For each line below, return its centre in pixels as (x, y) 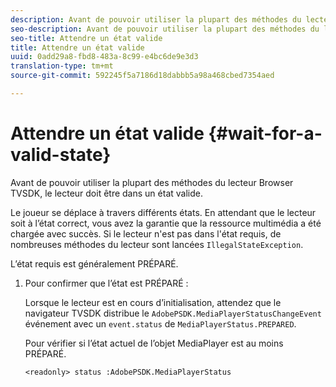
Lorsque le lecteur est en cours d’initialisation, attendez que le (153, 302)
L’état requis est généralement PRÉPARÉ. (94, 263)
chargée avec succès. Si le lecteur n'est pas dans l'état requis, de (146, 233)
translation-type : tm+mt (62, 66)
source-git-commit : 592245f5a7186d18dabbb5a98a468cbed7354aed (142, 76)
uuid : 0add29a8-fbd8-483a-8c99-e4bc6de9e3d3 (104, 57)
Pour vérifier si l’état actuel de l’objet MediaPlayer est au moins (154, 343)
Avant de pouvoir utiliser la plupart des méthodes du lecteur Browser (152, 182)
